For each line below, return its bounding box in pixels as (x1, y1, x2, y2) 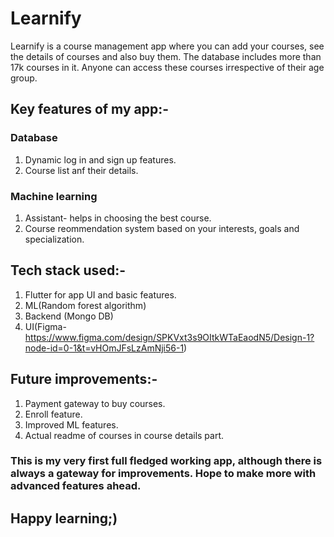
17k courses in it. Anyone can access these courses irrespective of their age (10, 61, 325, 73)
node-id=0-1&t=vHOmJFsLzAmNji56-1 (24, 342, 185, 354)
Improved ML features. (24, 418, 119, 431)
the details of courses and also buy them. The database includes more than (10, 50, 322, 62)
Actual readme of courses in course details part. (24, 429, 225, 441)
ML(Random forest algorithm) (24, 299, 147, 311)
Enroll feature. (24, 408, 83, 420)
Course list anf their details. (24, 164, 139, 176)
